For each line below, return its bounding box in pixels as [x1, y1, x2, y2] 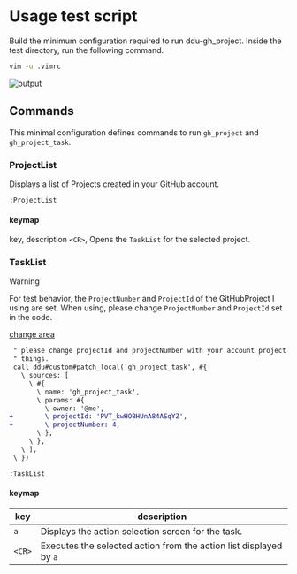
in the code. [9, 312, 53, 323]
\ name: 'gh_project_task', [36, 387, 141, 396]
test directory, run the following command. [9, 44, 164, 55]
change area [9, 329, 56, 340]
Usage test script [9, 6, 138, 27]
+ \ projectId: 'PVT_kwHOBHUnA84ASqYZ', [9, 412, 188, 421]
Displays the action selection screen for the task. [40, 524, 243, 537]
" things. [12, 355, 49, 364]
